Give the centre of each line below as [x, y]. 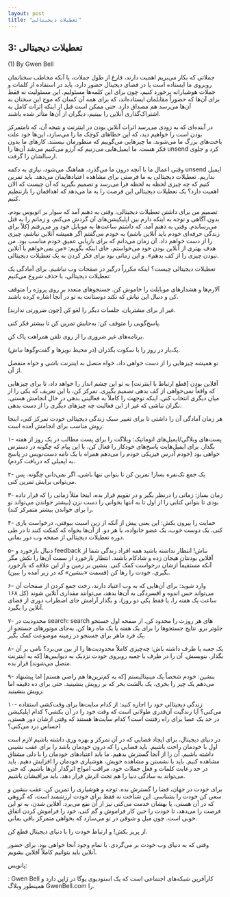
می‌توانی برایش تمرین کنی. [42, 482]
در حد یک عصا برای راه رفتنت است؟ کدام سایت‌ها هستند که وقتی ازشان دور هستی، [114, 719]
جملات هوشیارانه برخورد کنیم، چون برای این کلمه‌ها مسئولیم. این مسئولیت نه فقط [112, 92]
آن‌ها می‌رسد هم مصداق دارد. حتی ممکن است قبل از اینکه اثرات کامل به [99, 106]
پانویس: [18, 865]
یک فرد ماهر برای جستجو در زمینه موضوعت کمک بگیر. [77, 635]
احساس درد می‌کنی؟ [34, 726]
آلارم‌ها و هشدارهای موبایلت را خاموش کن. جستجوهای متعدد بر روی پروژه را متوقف [114, 289]
